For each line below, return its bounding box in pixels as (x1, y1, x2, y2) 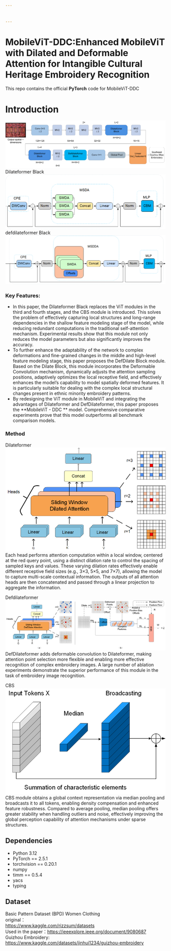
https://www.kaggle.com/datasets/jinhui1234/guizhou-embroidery (5, 940, 144, 946)
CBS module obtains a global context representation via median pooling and (5, 794, 165, 800)
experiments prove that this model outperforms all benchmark (12, 412, 143, 418)
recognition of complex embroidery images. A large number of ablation (5, 662, 154, 668)
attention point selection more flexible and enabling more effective (5, 656, 145, 663)
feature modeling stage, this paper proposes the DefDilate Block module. (12, 358, 166, 364)
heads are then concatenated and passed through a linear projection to (5, 579, 155, 585)
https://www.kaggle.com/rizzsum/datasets (5, 922, 95, 929)
